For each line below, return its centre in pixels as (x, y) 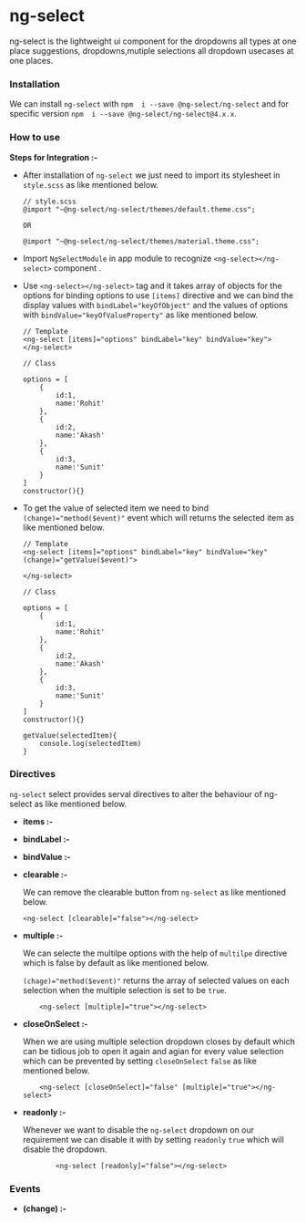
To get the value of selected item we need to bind (116, 508)
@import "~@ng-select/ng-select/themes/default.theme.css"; (139, 209)
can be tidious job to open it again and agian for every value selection (153, 1051)
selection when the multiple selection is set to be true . (125, 990)
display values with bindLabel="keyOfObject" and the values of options (155, 305)
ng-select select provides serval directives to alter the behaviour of (136, 793)
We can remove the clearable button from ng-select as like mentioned (154, 892)
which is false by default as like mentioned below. (116, 962)
